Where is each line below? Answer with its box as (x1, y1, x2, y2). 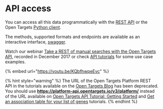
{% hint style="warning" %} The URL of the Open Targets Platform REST (5, 78, 151, 84)
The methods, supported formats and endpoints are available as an (5, 34, 140, 40)
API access (5, 3, 51, 14)
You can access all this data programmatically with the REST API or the (5, 19, 148, 25)
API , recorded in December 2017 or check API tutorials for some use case (5, 53, 153, 59)
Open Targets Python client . (5, 24, 61, 30)
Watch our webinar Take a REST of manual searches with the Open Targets (5, 48, 156, 54)
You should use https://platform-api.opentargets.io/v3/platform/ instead (5, 88, 155, 94)
